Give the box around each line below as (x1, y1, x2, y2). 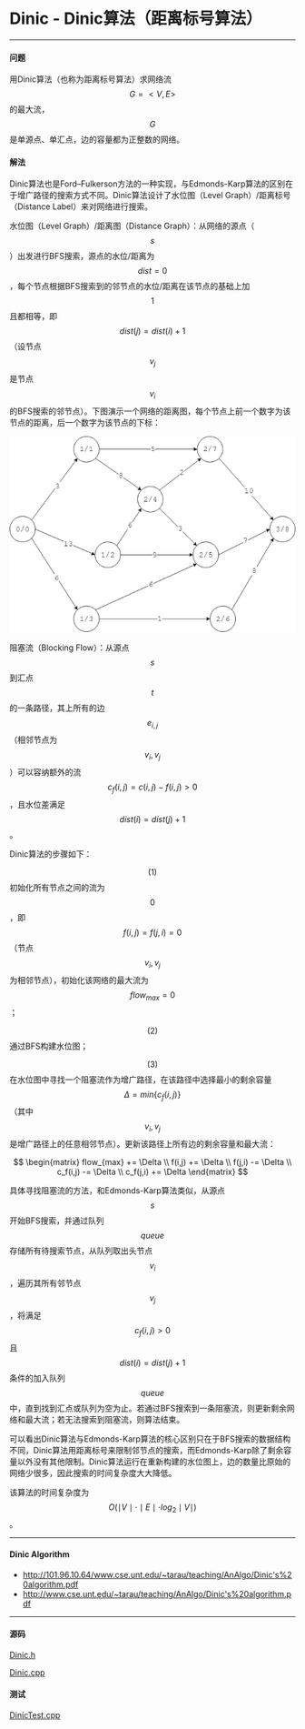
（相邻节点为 (9, 734, 57, 746)
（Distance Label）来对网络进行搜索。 (9, 201, 152, 212)
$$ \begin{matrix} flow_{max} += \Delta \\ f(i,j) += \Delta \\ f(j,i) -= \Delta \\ (13, 1157, 292, 1168)
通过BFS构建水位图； (9, 1040, 89, 1051)
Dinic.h (9, 1649, 36, 1660)
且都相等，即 (9, 311, 57, 322)
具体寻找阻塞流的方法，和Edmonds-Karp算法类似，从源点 (9, 1185, 225, 1196)
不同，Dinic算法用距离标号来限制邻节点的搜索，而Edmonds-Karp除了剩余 (9, 1444, 284, 1455)
